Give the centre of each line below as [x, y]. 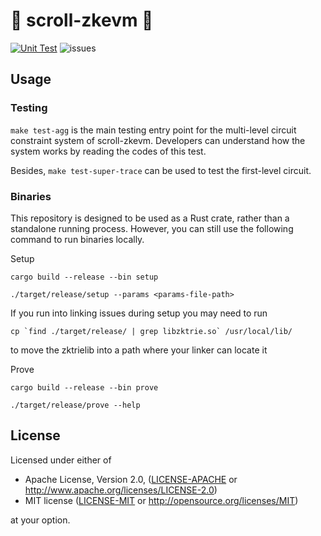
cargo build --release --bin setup [84, 277]
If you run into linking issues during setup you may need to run [139, 313]
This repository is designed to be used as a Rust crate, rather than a [150, 218]
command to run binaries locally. [77, 239]
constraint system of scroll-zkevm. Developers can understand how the [158, 140]
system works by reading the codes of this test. [108, 151]
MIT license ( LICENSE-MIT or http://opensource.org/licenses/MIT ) [161, 500]
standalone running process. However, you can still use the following [152, 228]
